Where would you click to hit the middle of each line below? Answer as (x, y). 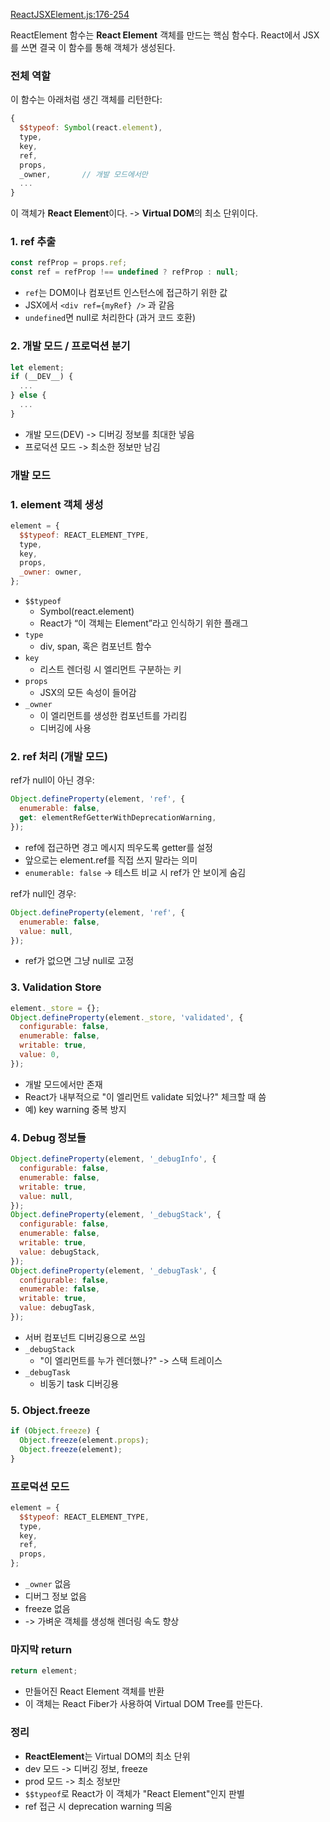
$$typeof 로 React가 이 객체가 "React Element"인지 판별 (134, 1793)
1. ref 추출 (33, 242)
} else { (28, 395)
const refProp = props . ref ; (69, 263)
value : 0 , (39, 1055)
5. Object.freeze (50, 1410)
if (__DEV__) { (42, 377)
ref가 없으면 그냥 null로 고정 (79, 961)
